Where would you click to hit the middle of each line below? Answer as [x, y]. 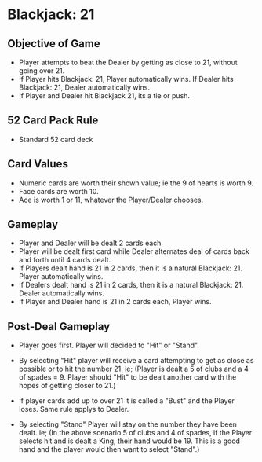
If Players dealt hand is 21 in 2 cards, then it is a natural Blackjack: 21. [131, 268]
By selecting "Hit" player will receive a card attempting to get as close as [136, 361]
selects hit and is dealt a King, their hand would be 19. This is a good [129, 441]
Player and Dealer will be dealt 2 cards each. [91, 243]
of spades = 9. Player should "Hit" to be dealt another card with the [127, 377]
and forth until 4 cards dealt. [65, 260]
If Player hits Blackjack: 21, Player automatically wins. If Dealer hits [126, 79]
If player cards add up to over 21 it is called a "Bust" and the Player [126, 401]
